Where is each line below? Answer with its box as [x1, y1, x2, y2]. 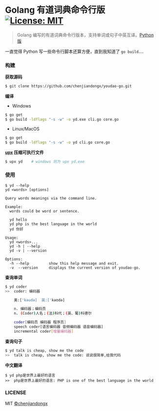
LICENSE [5, 389, 27, 396]
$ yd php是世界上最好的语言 [5, 373, 56, 378]
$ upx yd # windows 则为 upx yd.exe [5, 159, 85, 164]
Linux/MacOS [12, 126, 40, 132]
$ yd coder [5, 284, 27, 289]
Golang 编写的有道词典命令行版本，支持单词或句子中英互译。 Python [17, 32, 154, 38]
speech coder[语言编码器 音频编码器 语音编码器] [14, 324, 103, 329]
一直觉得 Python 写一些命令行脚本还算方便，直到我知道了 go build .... [5, 48, 144, 54]
